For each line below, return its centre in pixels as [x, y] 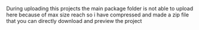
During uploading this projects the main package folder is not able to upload [100, 9]
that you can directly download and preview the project [74, 21]
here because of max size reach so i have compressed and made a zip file [98, 15]
